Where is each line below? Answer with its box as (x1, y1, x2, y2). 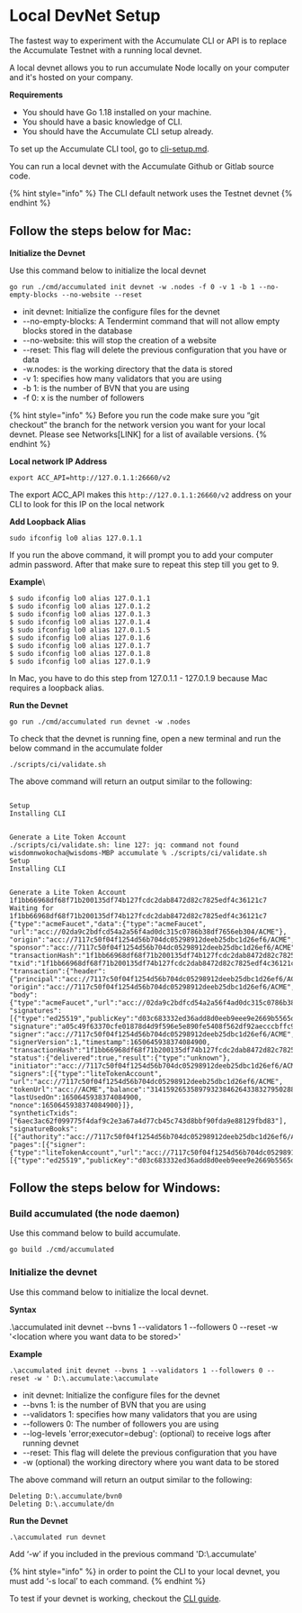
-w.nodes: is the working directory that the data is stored (22, 363, 234, 374)
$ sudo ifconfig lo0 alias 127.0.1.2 (9, 601, 151, 611)
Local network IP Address (9, 456, 108, 467)
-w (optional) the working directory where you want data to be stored (22, 1456, 280, 1467)
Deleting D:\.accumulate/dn (9, 1499, 115, 1508)
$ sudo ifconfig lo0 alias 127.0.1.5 (9, 625, 151, 634)
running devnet (22, 1437, 79, 1448)
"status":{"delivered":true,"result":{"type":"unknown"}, (9, 1053, 231, 1062)
